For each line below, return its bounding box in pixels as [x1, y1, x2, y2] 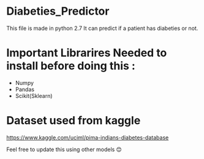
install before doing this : [6, 59, 136, 73]
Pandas [15, 86, 35, 93]
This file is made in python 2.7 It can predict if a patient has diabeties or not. [6, 24, 198, 32]
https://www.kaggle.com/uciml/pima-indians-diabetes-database [6, 133, 169, 141]
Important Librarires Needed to [6, 46, 167, 60]
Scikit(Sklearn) [15, 92, 53, 99]
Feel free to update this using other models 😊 [6, 146, 123, 153]
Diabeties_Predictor [6, 4, 110, 18]
